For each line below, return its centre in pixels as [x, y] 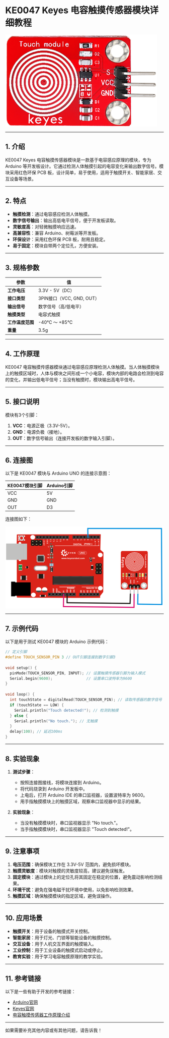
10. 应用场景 [24, 918]
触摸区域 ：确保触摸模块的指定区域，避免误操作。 [63, 896]
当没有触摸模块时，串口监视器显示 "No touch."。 [70, 823]
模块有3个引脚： [22, 415]
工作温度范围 [21, 322]
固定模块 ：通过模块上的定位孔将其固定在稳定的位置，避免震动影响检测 [85, 877]
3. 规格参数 [22, 268]
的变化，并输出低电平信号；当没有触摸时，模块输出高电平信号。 [71, 379]
